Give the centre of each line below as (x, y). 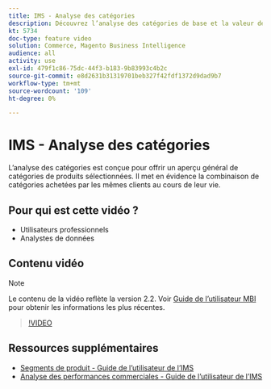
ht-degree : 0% (32, 98)
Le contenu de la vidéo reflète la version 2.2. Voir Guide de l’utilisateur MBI (132, 299)
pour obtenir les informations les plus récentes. (87, 307)
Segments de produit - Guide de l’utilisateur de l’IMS (107, 367)
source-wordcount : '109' (50, 91)
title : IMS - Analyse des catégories (72, 16)
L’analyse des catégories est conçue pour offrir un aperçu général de (123, 168)
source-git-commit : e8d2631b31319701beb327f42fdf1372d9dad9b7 (115, 76)
